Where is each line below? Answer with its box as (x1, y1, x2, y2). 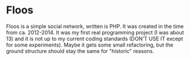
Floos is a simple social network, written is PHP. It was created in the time (6, 23, 184, 30)
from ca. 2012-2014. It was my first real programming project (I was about (6, 29, 184, 36)
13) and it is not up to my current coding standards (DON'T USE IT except (6, 35, 184, 42)
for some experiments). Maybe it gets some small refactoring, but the (6, 41, 174, 48)
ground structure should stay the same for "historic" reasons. (6, 47, 154, 54)
